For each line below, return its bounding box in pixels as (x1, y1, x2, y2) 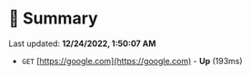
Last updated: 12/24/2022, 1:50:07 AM (8, 38, 156, 49)
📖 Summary (8, 8, 98, 29)
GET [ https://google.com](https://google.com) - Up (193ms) (21, 55, 243, 66)
